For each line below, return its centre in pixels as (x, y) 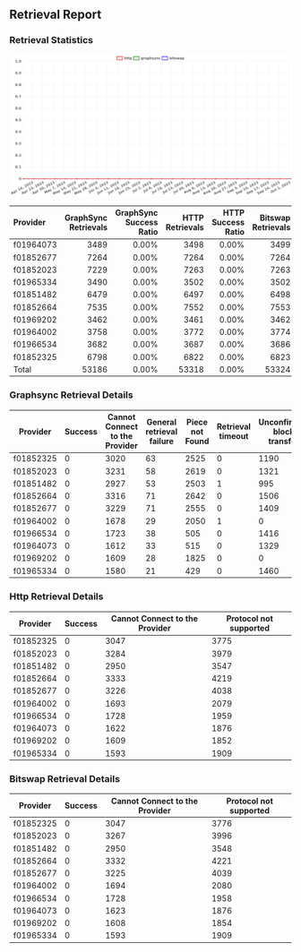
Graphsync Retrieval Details (71, 395)
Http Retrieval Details (56, 596)
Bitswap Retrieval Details (65, 778)
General (162, 422)
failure (162, 441)
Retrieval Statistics (52, 40)
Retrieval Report (56, 15)
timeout (234, 436)
